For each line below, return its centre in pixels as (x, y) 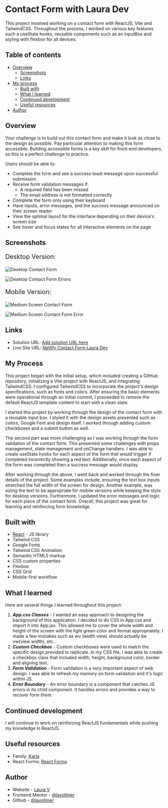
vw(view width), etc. (33, 641)
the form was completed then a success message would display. (72, 464)
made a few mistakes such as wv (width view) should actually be (79, 636)
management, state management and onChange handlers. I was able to (79, 448)
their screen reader (32, 211)
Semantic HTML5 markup (39, 556)
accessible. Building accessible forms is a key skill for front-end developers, (84, 148)
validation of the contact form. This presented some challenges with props (82, 443)
